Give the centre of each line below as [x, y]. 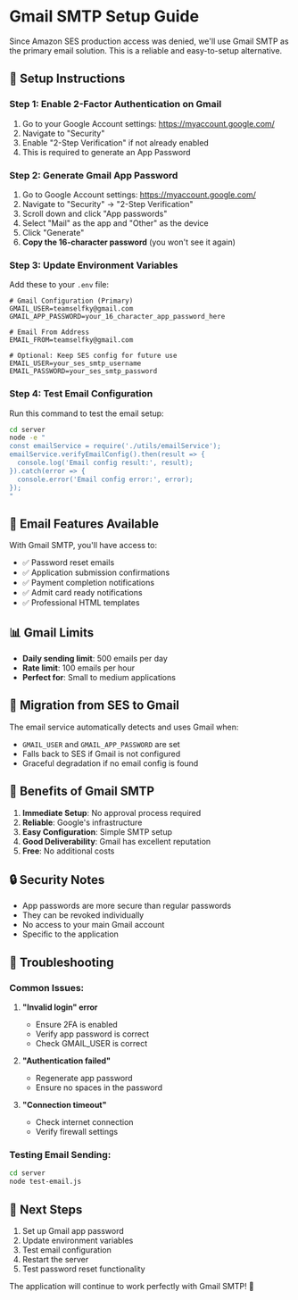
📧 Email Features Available [84, 524]
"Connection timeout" [64, 1105]
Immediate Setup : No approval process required [112, 812]
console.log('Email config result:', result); [105, 463]
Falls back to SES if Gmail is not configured [101, 754]
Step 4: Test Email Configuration [81, 394]
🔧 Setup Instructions [67, 79]
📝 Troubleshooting [62, 962]
